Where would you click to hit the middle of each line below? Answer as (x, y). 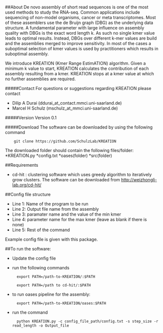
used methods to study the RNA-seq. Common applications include (72, 12)
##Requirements (22, 165)
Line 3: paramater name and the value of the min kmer (66, 214)
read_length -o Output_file (40, 326)
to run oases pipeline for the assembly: (51, 294)
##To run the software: (28, 249)
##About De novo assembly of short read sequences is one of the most (77, 7)
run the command (30, 312)
